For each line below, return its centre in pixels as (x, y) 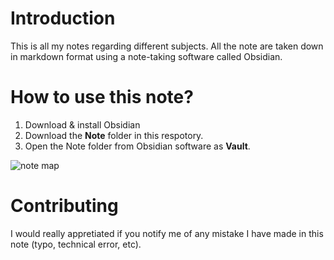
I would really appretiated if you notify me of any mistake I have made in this (167, 233)
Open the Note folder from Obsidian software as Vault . (137, 146)
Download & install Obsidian (82, 124)
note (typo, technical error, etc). (76, 244)
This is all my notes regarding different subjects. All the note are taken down (167, 46)
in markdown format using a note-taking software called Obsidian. (146, 56)
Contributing (64, 206)
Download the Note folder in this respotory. (114, 135)
